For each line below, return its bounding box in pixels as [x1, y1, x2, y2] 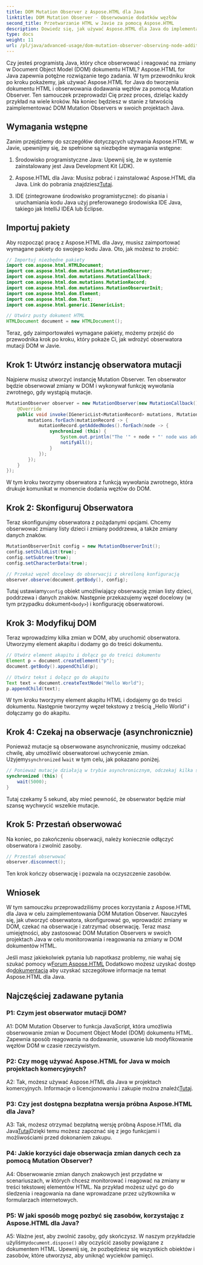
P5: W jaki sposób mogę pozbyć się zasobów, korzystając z [6, 1211, 184, 1220]
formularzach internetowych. [6, 1196, 79, 1203]
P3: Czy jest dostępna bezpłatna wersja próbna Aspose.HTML [6, 1100, 192, 1108]
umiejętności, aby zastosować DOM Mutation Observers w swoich [6, 929, 172, 936]
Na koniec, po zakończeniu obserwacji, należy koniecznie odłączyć [6, 835, 174, 843]
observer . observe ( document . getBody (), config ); [6, 577, 129, 583]
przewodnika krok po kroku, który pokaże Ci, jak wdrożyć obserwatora [6, 336, 182, 343]
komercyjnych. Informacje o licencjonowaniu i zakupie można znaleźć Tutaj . [6, 1085, 193, 1092]
